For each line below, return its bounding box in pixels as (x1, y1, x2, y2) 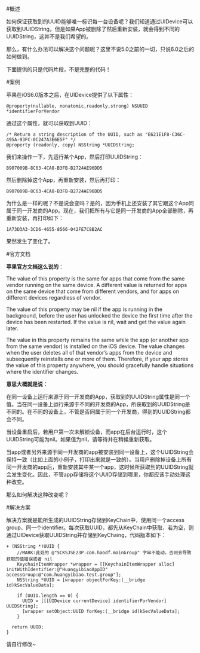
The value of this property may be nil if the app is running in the (6, 306, 163, 313)
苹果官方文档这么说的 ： (6, 263, 64, 270)
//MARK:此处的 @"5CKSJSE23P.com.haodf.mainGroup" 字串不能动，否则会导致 (17, 550, 192, 556)
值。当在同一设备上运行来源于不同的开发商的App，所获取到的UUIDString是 (6, 401, 190, 408)
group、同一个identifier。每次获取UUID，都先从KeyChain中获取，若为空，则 (6, 524, 194, 531)
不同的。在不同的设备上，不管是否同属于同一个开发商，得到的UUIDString (6, 408, 186, 415)
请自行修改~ (6, 640, 36, 648)
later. (6, 325, 19, 332)
